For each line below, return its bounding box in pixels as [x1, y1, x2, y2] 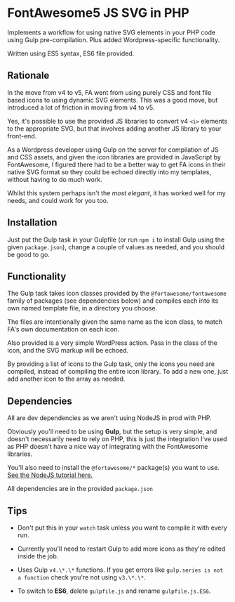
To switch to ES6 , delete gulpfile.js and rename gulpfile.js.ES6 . [17, 587, 211, 595]
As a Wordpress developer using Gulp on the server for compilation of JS [7, 145, 219, 154]
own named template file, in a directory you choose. [7, 304, 158, 313]
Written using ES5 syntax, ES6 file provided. [7, 49, 135, 58]
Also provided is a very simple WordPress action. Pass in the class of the [7, 339, 217, 347]
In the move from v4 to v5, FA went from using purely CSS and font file [7, 88, 212, 96]
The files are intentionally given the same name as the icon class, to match [7, 318, 223, 326]
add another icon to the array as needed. [7, 374, 126, 384]
